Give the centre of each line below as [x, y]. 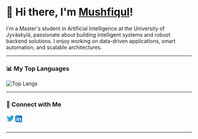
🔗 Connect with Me [34, 105]
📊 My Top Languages [38, 69]
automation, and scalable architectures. [54, 47]
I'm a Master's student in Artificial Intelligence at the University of [85, 28]
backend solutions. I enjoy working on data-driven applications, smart [91, 41]
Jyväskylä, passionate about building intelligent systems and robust [88, 34]
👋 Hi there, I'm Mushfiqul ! [70, 12]
